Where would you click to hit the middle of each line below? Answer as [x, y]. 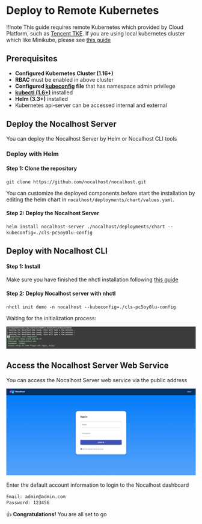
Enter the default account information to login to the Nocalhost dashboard [98, 485]
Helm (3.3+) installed [41, 99]
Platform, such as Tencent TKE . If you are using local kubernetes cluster [96, 33]
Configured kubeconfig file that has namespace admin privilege [95, 86]
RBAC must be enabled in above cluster [64, 79]
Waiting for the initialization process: [51, 318]
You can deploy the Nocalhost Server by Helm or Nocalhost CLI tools [92, 138]
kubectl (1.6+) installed [44, 92]
